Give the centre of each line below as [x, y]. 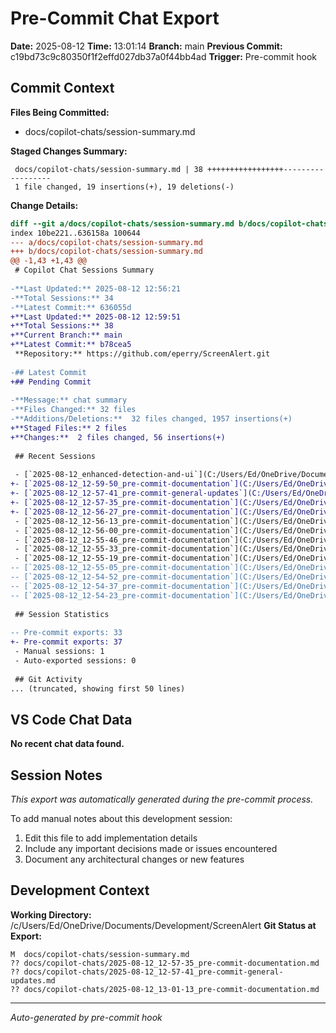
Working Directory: [51, 914]
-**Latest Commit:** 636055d [71, 307]
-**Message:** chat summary [69, 400]
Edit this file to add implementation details [111, 838]
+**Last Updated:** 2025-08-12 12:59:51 [96, 317]
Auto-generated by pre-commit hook [86, 1017]
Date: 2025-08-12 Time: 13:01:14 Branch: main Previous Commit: [146, 46]
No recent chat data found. [67, 744]
